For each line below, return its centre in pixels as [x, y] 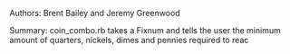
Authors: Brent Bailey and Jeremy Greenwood [95, 13]
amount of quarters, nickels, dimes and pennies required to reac [129, 40]
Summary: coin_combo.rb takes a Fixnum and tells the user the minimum [145, 30]
